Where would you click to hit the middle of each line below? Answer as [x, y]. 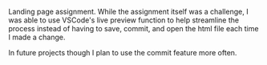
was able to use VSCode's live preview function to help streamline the [123, 20]
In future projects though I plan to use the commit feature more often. [123, 53]
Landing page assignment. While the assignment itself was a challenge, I [128, 12]
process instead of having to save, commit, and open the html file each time [133, 28]
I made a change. [37, 37]
